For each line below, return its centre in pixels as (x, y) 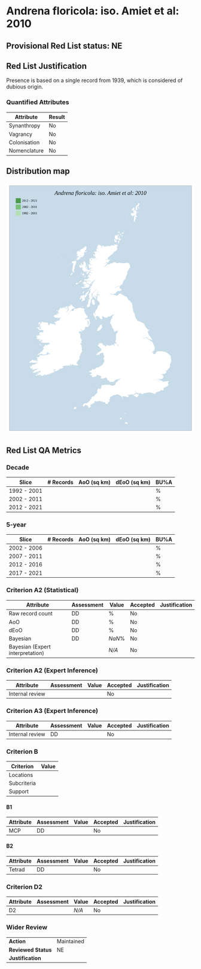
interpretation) (27, 653)
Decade (18, 467)
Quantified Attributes (38, 102)
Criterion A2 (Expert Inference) (52, 670)
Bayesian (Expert (30, 647)
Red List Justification (47, 66)
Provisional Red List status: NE (64, 46)
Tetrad (17, 870)
